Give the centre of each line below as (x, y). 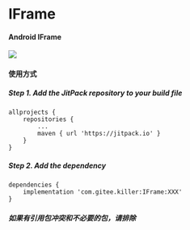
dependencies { (34, 185)
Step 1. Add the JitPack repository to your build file (95, 93)
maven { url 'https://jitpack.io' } (99, 133)
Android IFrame (35, 36)
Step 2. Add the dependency (57, 165)
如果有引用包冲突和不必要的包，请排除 (72, 218)
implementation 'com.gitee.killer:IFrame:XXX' (103, 192)
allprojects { (32, 112)
